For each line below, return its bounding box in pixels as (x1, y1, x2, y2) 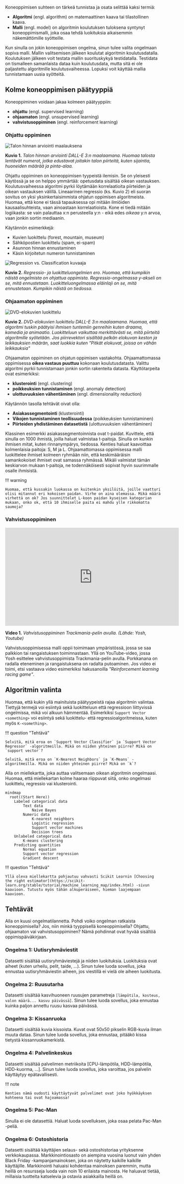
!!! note (5, 1081, 20, 1087)
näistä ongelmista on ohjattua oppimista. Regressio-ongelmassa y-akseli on (5, 275, 162, 281)
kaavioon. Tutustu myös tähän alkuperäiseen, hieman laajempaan (5, 887, 141, 892)
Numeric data (23, 812, 50, 817)
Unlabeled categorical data (14, 834, 72, 839)
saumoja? (5, 504, 23, 510)
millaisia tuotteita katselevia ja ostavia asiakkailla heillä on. (5, 1174, 124, 1180)
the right (5, 878, 26, 884)
